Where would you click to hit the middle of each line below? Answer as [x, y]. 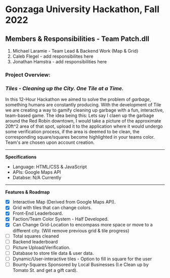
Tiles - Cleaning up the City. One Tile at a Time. [65, 88]
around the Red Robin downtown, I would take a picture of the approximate [83, 121]
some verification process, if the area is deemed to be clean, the [73, 132]
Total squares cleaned [36, 236]
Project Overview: [28, 74]
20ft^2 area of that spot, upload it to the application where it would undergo [84, 126]
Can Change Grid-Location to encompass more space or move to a [82, 225]
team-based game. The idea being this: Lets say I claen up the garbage [80, 115]
